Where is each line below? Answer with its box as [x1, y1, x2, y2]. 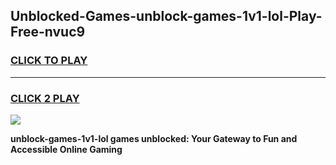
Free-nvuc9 [10, 24, 86, 41]
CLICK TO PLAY [10, 54, 88, 68]
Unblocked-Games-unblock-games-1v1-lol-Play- [10, 8, 323, 25]
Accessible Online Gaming [10, 143, 123, 155]
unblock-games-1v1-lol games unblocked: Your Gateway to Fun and [10, 132, 298, 144]
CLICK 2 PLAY [10, 91, 80, 105]
